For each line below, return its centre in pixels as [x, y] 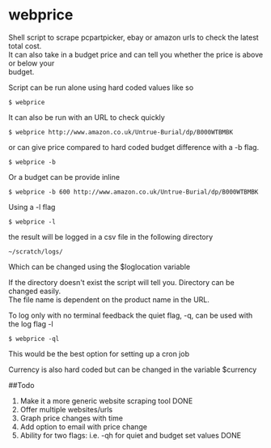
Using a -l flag [32, 207]
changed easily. [35, 291]
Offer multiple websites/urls [66, 409]
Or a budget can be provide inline [64, 177]
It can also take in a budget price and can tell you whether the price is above [136, 54]
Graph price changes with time [72, 418]
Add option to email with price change [84, 426]
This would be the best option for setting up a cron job [99, 353]
